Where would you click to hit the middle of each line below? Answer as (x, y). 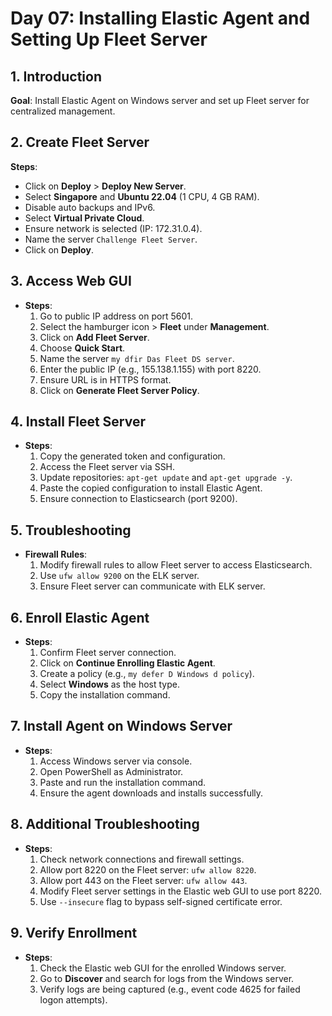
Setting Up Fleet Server (109, 39)
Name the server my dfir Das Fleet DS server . (137, 358)
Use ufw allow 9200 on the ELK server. (119, 576)
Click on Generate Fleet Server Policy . (119, 390)
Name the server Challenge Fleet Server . (111, 239)
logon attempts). (73, 999)
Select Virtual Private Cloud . (84, 218)
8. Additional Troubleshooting (105, 824)
